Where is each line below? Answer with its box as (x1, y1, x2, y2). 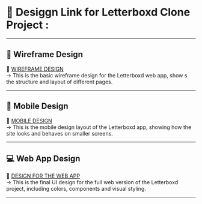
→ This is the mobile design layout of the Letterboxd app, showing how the (6, 123, 192, 131)
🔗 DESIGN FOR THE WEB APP (6, 172, 80, 179)
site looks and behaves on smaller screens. (6, 130, 113, 137)
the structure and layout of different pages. (6, 78, 113, 85)
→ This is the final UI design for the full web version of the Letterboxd (6, 179, 179, 186)
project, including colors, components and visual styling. (6, 185, 146, 193)
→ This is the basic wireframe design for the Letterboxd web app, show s (6, 71, 188, 79)
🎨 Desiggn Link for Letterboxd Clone (6, 5, 191, 19)
